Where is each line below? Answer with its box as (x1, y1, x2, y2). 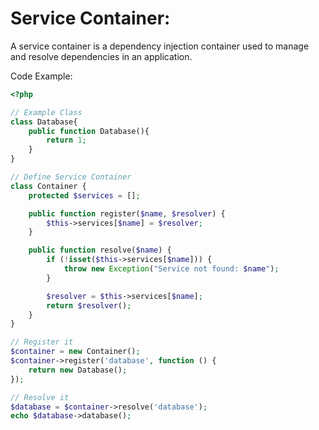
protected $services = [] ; (28, 190, 141, 201)
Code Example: (10, 70, 73, 82)
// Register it (10, 337, 74, 347)
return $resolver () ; (46, 300, 132, 311)
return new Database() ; (28, 365, 128, 375)
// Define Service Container (10, 172, 132, 182)
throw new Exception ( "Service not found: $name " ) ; (63, 264, 280, 274)
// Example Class (10, 107, 83, 117)
